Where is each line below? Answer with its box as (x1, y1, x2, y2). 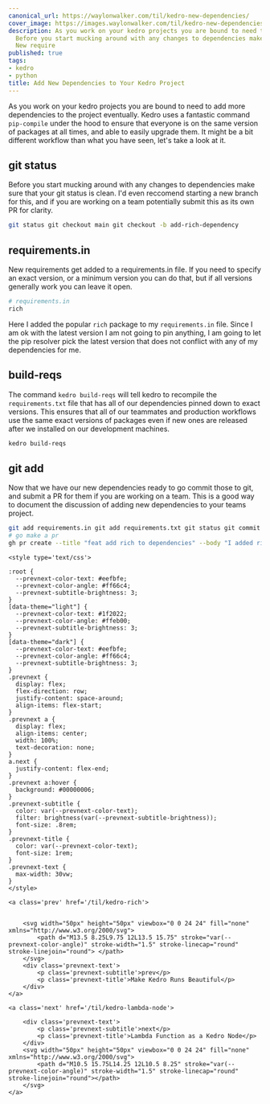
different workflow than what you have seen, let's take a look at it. (8, 135, 227, 145)
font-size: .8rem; (15, 821, 78, 829)
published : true (8, 49, 63, 57)
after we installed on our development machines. (8, 424, 170, 433)
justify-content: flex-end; (15, 765, 110, 773)
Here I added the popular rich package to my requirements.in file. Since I (8, 319, 253, 329)
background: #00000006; (15, 786, 95, 794)
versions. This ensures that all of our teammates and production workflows (8, 407, 257, 417)
